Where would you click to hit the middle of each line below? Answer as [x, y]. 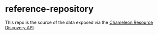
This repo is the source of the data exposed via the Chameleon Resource [79, 22]
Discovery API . [20, 27]
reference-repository [49, 9]
